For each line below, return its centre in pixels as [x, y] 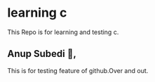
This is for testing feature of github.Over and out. [78, 70]
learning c [37, 13]
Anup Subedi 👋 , [42, 54]
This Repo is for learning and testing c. [63, 32]
